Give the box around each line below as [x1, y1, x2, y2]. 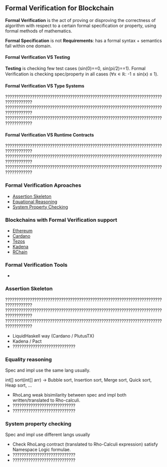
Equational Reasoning [12, 198, 57, 204]
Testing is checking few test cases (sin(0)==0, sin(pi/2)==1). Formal [5, 65, 146, 71]
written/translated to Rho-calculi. [12, 397, 80, 403]
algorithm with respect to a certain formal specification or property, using [5, 22, 156, 28]
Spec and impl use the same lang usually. [5, 367, 91, 373]
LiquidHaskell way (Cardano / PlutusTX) [12, 333, 94, 339]
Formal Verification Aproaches [5, 182, 81, 189]
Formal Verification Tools [5, 261, 67, 268]
